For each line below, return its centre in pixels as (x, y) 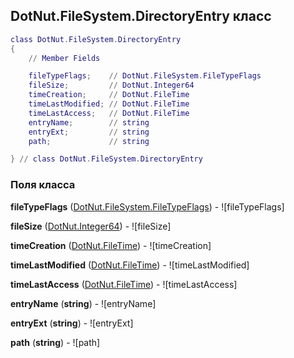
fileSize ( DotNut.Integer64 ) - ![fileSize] (91, 226)
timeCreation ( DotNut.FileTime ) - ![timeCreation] (111, 245)
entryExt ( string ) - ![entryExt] (72, 323)
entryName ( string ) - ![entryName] (83, 303)
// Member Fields (64, 58)
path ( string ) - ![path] (55, 342)
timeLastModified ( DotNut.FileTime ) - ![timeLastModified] (130, 265)
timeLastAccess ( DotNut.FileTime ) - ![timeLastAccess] (124, 284)
